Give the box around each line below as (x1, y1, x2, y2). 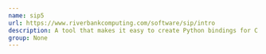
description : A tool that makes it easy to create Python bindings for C (8, 26, 259, 34)
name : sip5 (8, 11, 45, 20)
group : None (8, 33, 48, 42)
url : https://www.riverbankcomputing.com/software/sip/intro (8, 19, 216, 27)
